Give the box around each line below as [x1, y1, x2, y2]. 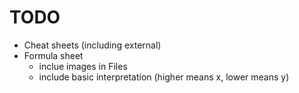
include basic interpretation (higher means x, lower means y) [38, 71, 290, 83]
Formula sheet [23, 49, 84, 61]
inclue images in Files [38, 60, 128, 72]
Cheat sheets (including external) [23, 39, 162, 51]
